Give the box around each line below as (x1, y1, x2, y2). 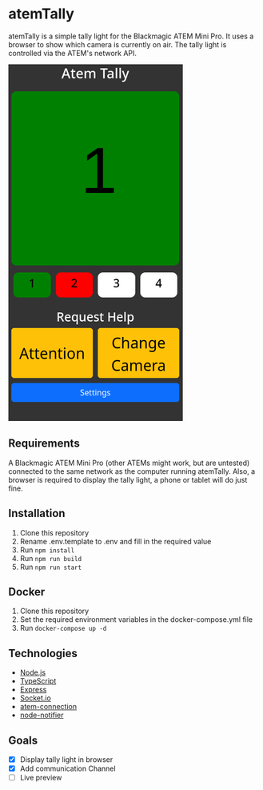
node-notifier (19, 710, 64, 720)
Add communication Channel (19, 764, 116, 773)
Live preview (19, 773, 62, 783)
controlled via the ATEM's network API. (8, 48, 137, 58)
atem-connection (19, 702, 78, 712)
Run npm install (19, 545, 75, 555)
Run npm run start (19, 562, 82, 571)
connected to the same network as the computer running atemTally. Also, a (8, 466, 256, 476)
